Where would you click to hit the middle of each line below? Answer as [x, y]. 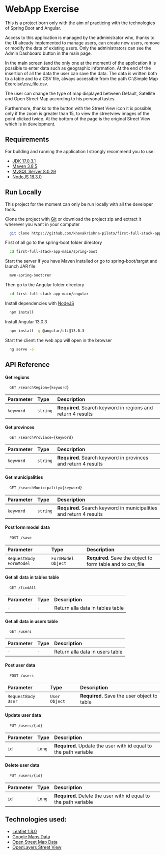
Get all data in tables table [32, 577]
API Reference [27, 365]
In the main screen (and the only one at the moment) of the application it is [81, 63]
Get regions [17, 377]
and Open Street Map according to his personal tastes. [60, 98]
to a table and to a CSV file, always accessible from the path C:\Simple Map [82, 78]
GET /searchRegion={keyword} [39, 388]
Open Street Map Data [35, 842]
